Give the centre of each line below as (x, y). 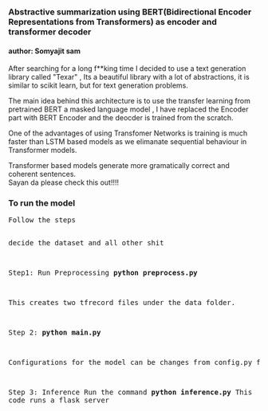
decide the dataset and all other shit (86, 243)
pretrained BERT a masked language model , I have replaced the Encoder (128, 109)
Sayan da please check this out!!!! (64, 182)
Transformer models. (43, 151)
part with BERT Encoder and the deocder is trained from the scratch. (121, 118)
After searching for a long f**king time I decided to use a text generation (127, 68)
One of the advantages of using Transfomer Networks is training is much (128, 133)
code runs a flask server (59, 400)
